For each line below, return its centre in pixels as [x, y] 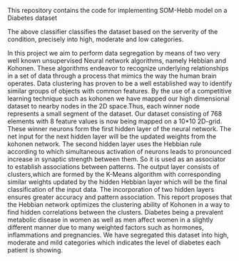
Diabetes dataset [32, 18]
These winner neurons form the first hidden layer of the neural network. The [119, 129]
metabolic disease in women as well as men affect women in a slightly [111, 220]
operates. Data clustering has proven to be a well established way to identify [120, 83]
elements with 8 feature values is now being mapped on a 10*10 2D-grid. [115, 121]
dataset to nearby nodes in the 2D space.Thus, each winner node [103, 106]
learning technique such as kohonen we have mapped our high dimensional [118, 98]
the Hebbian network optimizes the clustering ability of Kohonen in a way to [119, 205]
